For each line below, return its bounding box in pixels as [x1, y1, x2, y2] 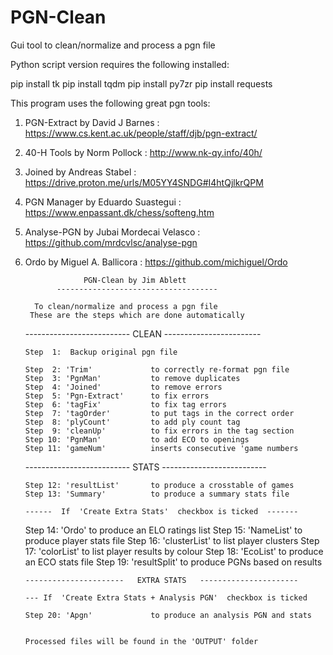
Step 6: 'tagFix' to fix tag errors [24, 399, 227, 410]
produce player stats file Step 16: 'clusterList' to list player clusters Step [24, 534, 320, 546]
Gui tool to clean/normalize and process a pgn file [10, 39, 216, 51]
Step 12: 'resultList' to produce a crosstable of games [24, 480, 295, 490]
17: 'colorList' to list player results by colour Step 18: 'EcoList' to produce [24, 545, 324, 557]
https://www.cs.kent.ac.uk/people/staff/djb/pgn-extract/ [24, 127, 258, 139]
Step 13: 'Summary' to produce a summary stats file [24, 489, 290, 499]
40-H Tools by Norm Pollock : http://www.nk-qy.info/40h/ [24, 146, 263, 158]
